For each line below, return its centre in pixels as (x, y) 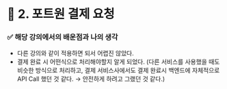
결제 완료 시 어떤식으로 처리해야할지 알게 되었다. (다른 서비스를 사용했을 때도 (118, 62)
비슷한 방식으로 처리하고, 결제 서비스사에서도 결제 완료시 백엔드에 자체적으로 (118, 71)
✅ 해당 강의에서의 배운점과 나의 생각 (63, 37)
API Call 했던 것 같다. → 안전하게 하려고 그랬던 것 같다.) (91, 79)
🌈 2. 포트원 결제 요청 (61, 14)
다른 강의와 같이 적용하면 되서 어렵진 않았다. (76, 53)
